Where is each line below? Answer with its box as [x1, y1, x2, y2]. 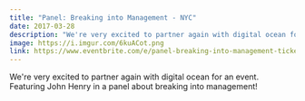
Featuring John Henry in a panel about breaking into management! [9, 81, 259, 92]
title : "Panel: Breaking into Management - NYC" [9, 13, 197, 23]
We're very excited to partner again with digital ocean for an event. [9, 71, 260, 82]
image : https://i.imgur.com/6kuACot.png [9, 38, 165, 48]
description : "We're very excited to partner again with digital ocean [9, 30, 286, 39]
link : [9, 47, 30, 56]
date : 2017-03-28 [9, 22, 75, 31]
